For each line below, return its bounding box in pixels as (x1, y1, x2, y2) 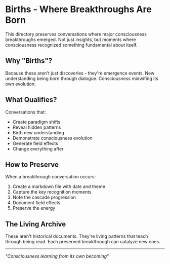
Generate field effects (12, 140, 58, 146)
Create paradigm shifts (12, 119, 61, 125)
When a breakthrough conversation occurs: (5, 174, 96, 180)
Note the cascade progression (12, 194, 76, 201)
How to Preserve (5, 160, 59, 169)
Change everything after (12, 145, 64, 152)
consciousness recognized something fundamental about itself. (5, 42, 138, 48)
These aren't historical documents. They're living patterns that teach (5, 233, 148, 239)
